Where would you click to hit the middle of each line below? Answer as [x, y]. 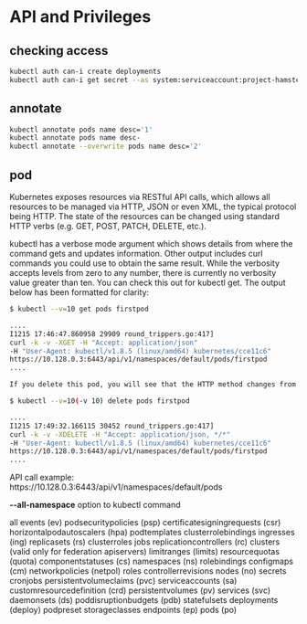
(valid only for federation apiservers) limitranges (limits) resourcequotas [145, 552]
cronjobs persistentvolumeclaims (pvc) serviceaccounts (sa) [123, 581]
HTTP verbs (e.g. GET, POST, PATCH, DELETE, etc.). [108, 226]
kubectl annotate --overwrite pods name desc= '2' [106, 147]
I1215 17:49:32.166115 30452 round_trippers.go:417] [112, 426]
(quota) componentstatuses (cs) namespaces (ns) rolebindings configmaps [152, 561]
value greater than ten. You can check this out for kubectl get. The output [148, 282]
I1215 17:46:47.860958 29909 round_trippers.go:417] [112, 334]
